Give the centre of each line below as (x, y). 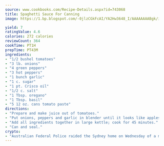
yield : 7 (14, 27)
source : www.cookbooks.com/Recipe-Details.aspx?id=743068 (65, 9)
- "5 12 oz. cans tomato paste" (38, 104)
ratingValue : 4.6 (23, 32)
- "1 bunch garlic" (25, 77)
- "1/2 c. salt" (21, 91)
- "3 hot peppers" (24, 73)
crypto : (13, 131)
